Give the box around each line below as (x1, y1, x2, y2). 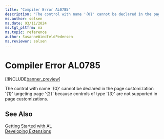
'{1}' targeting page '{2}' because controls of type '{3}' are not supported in (5, 91, 158, 97)
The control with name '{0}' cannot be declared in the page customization (5, 85, 154, 91)
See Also (5, 110, 33, 119)
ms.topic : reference (5, 30, 47, 35)
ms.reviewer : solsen (5, 39, 47, 44)
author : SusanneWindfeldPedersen (5, 35, 73, 40)
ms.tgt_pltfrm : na (5, 25, 42, 30)
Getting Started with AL (5, 123, 52, 129)
